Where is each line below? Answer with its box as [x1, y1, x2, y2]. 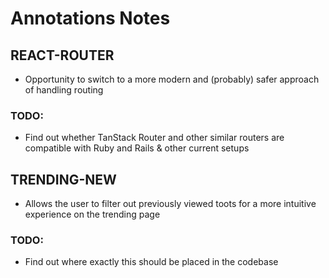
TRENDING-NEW [10, 171, 117, 188]
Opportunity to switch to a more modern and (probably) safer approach [24, 73, 320, 85]
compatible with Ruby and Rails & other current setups [24, 142, 250, 154]
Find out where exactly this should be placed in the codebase [24, 256, 279, 268]
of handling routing [24, 84, 104, 96]
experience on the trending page [24, 208, 161, 221]
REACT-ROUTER [10, 47, 115, 64]
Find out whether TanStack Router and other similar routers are [24, 132, 285, 144]
